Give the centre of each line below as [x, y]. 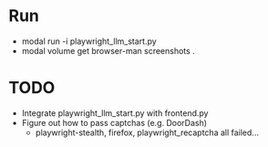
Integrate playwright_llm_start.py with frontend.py [115, 113]
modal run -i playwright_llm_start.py [89, 41]
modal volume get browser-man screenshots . [108, 50]
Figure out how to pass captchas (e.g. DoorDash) [114, 122]
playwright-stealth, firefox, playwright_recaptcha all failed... [147, 132]
